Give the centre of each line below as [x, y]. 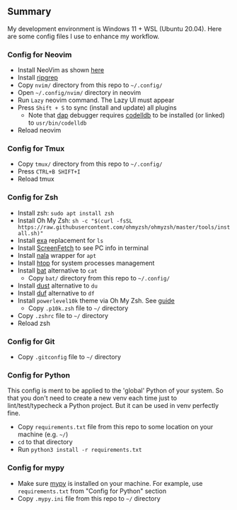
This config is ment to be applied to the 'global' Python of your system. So [116, 391]
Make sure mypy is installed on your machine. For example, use [110, 483]
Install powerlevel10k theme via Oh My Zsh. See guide [96, 300]
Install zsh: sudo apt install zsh [66, 212]
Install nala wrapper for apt [57, 255]
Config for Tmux [36, 149]
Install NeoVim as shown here [61, 70]
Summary [29, 12]
